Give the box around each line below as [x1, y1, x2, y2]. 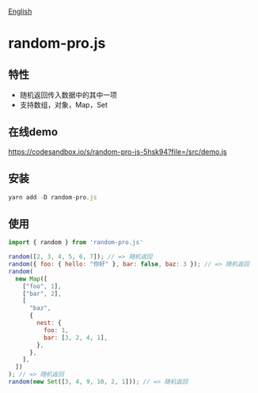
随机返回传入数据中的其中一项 [19, 90, 117, 100]
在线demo [8, 126, 58, 139]
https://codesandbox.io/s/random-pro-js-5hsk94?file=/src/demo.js [8, 146, 227, 157]
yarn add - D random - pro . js [8, 193, 97, 201]
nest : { [36, 319, 62, 327]
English [8, 7, 32, 16]
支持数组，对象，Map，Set [19, 100, 108, 109]
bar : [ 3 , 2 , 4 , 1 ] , [43, 334, 108, 342]
